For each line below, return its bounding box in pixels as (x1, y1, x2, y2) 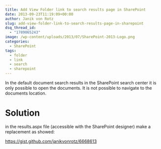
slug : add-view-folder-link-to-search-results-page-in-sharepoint (5, 21, 144, 26)
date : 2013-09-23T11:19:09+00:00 (5, 12, 74, 17)
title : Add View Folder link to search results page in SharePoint (5, 7, 146, 12)
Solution (5, 107, 40, 119)
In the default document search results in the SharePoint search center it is (5, 80, 157, 86)
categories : (5, 39, 29, 44)
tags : (5, 48, 16, 53)
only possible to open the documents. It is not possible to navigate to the (5, 85, 152, 91)
